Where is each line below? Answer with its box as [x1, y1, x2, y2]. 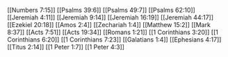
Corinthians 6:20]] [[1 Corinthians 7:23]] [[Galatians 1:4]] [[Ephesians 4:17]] [7, 35, 222, 44]
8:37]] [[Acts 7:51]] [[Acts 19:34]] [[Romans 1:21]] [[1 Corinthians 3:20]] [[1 [7, 28, 219, 36]
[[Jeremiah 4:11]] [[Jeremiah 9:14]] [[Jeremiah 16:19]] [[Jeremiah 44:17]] [7, 13, 214, 22]
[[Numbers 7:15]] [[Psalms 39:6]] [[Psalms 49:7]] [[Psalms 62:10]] [7, 6, 196, 14]
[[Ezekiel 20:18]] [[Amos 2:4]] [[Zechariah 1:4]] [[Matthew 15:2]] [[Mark [7, 21, 211, 28]
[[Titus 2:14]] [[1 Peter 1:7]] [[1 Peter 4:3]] [7, 43, 125, 51]
